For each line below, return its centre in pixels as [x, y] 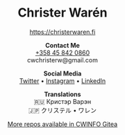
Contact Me [62, 45]
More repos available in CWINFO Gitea [62, 124]
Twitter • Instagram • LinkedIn [62, 80]
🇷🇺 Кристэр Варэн [62, 101]
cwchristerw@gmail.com [62, 60]
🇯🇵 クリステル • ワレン [62, 110]
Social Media [62, 73]
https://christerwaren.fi [62, 32]
